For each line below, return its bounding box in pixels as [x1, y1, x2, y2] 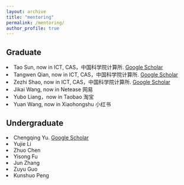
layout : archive [6, 8, 46, 15]
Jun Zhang [14, 159, 40, 166]
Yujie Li [14, 140, 31, 147]
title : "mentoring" [6, 14, 54, 20]
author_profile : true [6, 25, 60, 31]
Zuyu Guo [14, 165, 38, 173]
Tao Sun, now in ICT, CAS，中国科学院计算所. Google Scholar [14, 63, 163, 71]
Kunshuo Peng [14, 171, 49, 178]
